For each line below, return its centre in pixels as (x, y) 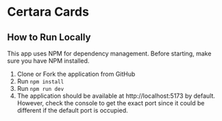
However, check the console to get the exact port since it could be (111, 103)
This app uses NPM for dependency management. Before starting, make (109, 53)
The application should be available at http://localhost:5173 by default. (116, 96)
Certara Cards (48, 12)
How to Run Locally (49, 37)
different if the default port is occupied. (72, 110)
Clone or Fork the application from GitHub (76, 74)
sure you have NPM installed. (48, 61)
